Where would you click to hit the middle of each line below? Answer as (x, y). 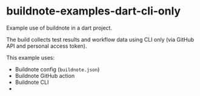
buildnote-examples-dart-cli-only (93, 11)
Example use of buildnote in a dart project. (59, 28)
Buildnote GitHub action (45, 75)
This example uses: (30, 57)
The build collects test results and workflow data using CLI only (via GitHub (100, 39)
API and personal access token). (47, 46)
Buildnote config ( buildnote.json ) (57, 69)
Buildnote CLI (32, 82)
